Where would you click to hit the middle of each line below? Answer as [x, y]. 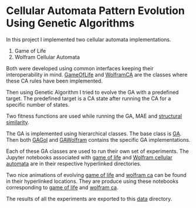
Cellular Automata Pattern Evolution [95, 11]
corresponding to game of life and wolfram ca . [62, 187]
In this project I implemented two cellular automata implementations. [89, 39]
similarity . [18, 122]
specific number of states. [38, 104]
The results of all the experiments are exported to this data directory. [89, 199]
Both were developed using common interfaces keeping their [80, 68]
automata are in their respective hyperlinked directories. [74, 163]
